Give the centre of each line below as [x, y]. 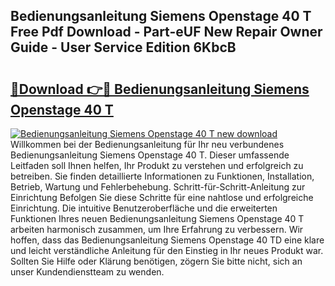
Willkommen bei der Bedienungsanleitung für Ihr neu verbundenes [147, 144]
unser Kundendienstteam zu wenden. [87, 272]
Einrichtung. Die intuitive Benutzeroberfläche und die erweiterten [144, 208]
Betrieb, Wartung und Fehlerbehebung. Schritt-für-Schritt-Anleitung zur [158, 187]
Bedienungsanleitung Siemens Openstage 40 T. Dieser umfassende [150, 155]
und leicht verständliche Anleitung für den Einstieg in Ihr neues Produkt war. [167, 250]
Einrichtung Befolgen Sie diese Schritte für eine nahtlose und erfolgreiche [162, 197]
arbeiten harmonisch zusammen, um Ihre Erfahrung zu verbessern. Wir [157, 229]
